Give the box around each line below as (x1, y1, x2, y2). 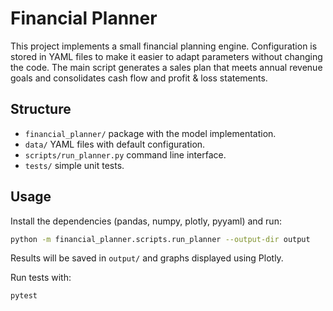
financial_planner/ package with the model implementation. (24, 127, 277, 139)
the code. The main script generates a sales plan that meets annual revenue (10, 61, 323, 73)
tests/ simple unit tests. (24, 159, 125, 171)
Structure (10, 101, 72, 118)
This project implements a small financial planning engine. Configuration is (10, 40, 318, 52)
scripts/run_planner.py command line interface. (24, 148, 227, 161)
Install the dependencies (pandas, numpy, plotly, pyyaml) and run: (10, 215, 282, 227)
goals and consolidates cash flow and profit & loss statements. (10, 72, 268, 84)
